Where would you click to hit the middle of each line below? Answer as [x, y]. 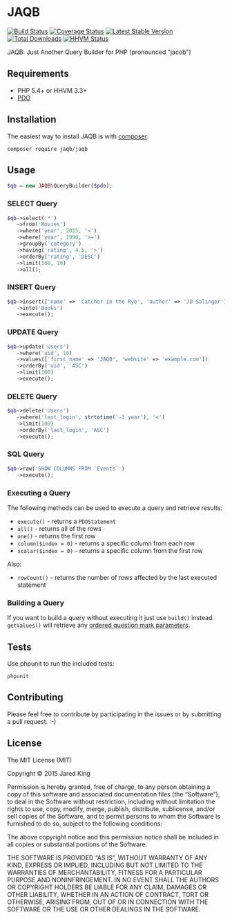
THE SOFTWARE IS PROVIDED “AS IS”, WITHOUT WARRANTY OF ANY [107, 857]
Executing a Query [39, 493]
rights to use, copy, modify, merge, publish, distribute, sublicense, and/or [111, 809]
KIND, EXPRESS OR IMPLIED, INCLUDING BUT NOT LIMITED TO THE [105, 865]
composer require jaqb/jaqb [48, 149]
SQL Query [26, 454]
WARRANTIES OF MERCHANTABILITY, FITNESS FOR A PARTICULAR [105, 872]
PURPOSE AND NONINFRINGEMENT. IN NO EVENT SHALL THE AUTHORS [113, 880]
